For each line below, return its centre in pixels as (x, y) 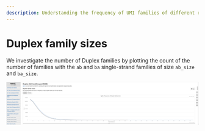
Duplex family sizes (57, 43)
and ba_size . (22, 73)
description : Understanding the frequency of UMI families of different (101, 13)
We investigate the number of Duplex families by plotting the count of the (98, 60)
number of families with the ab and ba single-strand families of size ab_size (101, 67)
